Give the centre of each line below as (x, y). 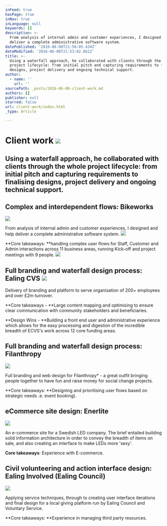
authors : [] (17, 93)
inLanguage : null (23, 24)
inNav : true (17, 19)
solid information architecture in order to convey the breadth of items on (79, 438)
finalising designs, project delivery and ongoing (81, 182)
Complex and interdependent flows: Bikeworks (80, 207)
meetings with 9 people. (30, 255)
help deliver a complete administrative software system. (62, 234)
